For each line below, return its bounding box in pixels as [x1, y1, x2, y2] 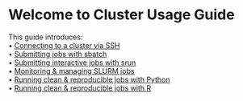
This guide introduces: [8, 32, 83, 42]
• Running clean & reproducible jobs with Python [8, 75, 170, 84]
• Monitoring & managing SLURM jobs [8, 66, 135, 75]
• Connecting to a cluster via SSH [8, 40, 120, 50]
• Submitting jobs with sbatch [8, 49, 107, 59]
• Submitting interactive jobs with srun [8, 58, 136, 67]
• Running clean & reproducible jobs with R [8, 83, 152, 93]
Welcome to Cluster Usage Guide [8, 6, 236, 24]
